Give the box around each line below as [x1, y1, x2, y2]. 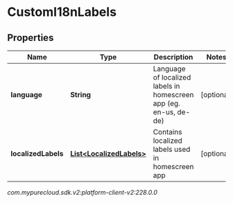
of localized [153, 73, 191, 82]
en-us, [153, 107, 175, 116]
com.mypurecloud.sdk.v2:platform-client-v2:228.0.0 [7, 188, 158, 196]
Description [153, 53, 193, 62]
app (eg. [153, 98, 180, 108]
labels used [153, 145, 191, 154]
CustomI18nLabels [7, 4, 116, 20]
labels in [153, 81, 180, 91]
